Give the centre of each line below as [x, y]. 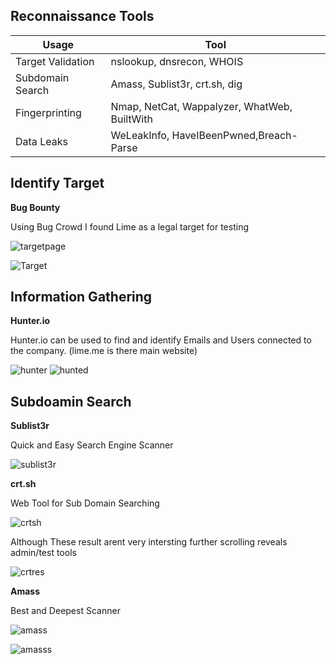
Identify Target [57, 183]
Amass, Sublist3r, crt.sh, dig [176, 84]
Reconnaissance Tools [82, 16]
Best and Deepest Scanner [65, 611]
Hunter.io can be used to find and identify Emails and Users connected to [161, 340]
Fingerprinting [48, 112]
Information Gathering [81, 297]
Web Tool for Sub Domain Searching [85, 503]
